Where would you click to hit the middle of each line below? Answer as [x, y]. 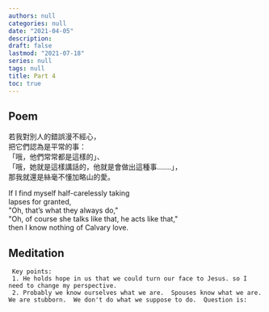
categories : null [38, 23]
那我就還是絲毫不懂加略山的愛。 [61, 177]
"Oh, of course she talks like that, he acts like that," [93, 219]
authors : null [32, 16]
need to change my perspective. [63, 286]
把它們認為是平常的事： [47, 147]
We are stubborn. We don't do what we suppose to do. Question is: [128, 300]
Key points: [32, 272]
